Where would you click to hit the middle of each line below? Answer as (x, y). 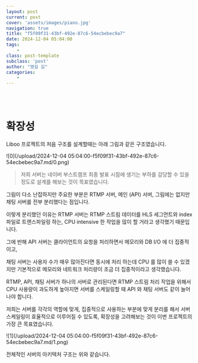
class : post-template (33, 56)
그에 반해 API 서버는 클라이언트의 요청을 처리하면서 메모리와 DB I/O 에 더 (90, 242)
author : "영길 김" (27, 67)
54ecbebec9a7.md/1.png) (37, 342)
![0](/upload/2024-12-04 (36, 156)
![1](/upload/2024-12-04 (36, 336)
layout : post (22, 12)
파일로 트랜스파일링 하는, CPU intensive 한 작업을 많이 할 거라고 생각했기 (90, 222)
